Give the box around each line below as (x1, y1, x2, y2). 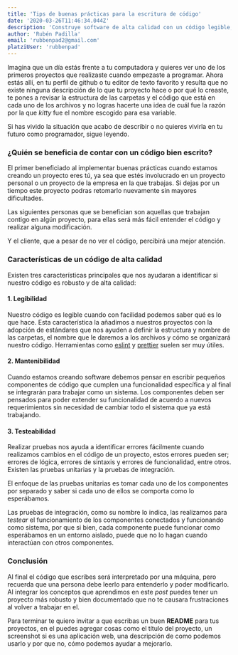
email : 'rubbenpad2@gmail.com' (7, 37, 100, 44)
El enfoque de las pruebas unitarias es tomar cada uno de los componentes (7, 479, 229, 488)
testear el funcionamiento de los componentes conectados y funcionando (7, 515, 224, 524)
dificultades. (7, 194, 44, 203)
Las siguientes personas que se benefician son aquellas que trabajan (7, 208, 210, 216)
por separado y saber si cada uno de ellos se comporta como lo (7, 487, 195, 496)
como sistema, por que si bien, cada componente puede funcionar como (7, 523, 220, 532)
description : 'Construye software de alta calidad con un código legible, (7, 23, 234, 31)
